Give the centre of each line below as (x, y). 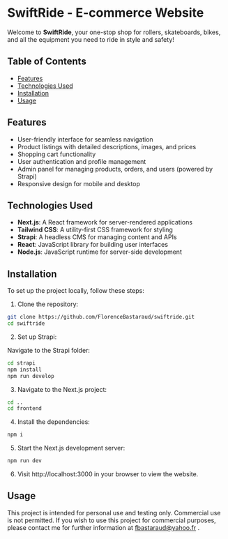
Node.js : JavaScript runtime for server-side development (100, 252)
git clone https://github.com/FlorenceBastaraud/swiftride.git (101, 317)
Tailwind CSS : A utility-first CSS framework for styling (95, 230)
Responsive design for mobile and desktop (79, 183)
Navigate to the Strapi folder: (49, 350)
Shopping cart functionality (56, 154)
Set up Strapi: (37, 337)
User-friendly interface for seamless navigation (85, 139)
